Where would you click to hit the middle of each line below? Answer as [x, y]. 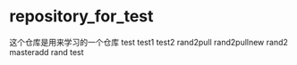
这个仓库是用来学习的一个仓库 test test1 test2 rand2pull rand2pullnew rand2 [149, 42]
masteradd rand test [47, 52]
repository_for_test [81, 16]
